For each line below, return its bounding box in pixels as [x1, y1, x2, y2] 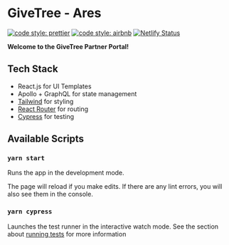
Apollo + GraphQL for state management [17, 89, 137, 98]
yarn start [7, 155, 45, 162]
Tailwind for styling [17, 97, 74, 105]
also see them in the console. [7, 190, 94, 199]
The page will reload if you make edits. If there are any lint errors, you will [7, 182, 223, 191]
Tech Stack [7, 63, 58, 75]
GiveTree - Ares [7, 5, 102, 21]
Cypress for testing [17, 112, 75, 120]
